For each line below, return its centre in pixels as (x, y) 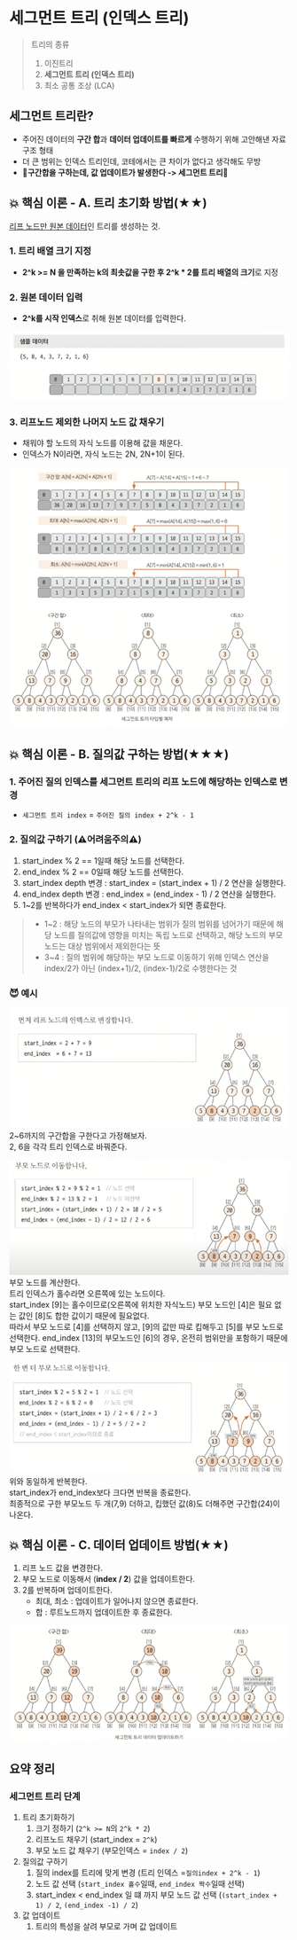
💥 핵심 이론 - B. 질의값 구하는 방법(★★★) (119, 755)
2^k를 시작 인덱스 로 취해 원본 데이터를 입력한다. (104, 318)
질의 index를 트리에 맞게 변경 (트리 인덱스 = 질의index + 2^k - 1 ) (148, 1873)
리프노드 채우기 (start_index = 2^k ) (96, 1840)
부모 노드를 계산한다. (45, 1283)
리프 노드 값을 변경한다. (63, 1568)
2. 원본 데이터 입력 (46, 297)
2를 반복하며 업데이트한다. (67, 1590)
